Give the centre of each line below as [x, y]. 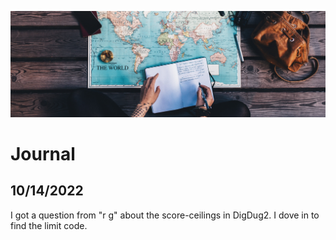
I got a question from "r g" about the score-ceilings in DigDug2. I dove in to [165, 215]
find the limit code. [49, 225]
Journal [43, 153]
